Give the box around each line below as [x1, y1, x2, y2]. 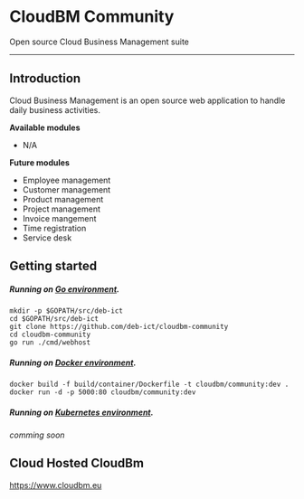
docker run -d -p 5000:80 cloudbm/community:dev [9, 388, 196, 397]
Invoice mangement [22, 212, 97, 223]
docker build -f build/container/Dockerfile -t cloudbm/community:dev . [9, 380, 290, 390]
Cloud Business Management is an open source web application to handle [9, 95, 286, 106]
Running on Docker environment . [9, 357, 137, 368]
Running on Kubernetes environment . [9, 407, 154, 418]
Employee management [22, 174, 111, 185]
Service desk [22, 232, 72, 243]
